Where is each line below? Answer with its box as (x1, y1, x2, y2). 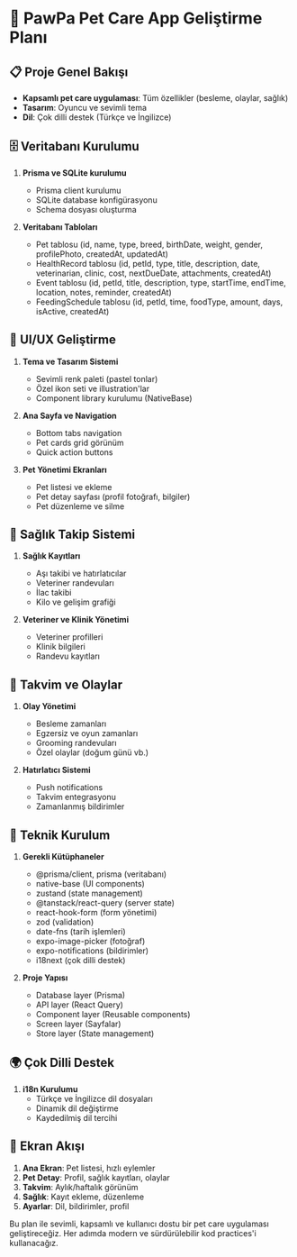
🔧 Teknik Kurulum (9, 827, 111, 843)
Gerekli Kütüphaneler (22, 852, 105, 862)
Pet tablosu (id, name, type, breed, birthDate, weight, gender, (35, 239, 264, 250)
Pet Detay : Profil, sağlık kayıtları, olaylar (22, 1171, 171, 1183)
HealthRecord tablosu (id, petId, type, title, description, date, (35, 258, 261, 269)
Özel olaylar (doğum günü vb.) (35, 747, 149, 758)
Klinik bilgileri (35, 642, 85, 652)
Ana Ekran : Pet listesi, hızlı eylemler (22, 1162, 156, 1173)
